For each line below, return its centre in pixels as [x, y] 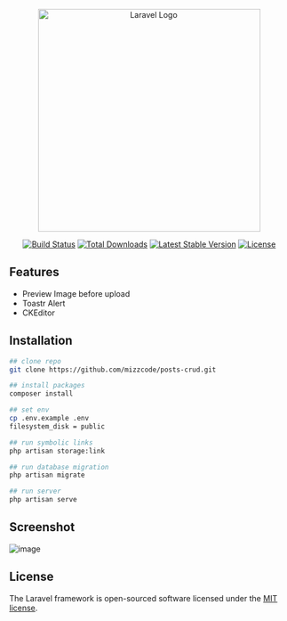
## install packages [48, 386]
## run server [36, 491]
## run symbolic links [51, 442]
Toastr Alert [44, 303]
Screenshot [42, 527]
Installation [41, 341]
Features [34, 272]
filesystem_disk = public [57, 426]
